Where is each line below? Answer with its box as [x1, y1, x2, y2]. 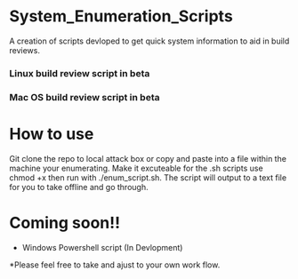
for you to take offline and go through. [9, 181, 149, 192]
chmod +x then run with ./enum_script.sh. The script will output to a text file [9, 171, 287, 183]
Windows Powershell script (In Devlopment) [21, 242, 183, 252]
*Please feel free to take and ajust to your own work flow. [9, 259, 221, 270]
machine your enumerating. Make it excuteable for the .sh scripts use [9, 163, 264, 173]
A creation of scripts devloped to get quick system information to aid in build [9, 36, 290, 46]
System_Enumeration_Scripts [9, 6, 233, 27]
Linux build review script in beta [9, 67, 150, 79]
